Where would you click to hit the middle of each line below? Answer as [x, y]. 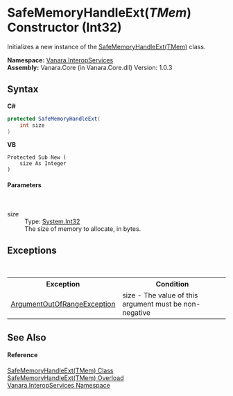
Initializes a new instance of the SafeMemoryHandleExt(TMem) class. [106, 46]
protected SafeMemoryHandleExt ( [54, 119]
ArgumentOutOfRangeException [63, 304]
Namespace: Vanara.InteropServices [60, 60]
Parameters [24, 184]
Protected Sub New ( [37, 157]
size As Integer [43, 164]
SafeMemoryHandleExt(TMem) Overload [66, 378]
